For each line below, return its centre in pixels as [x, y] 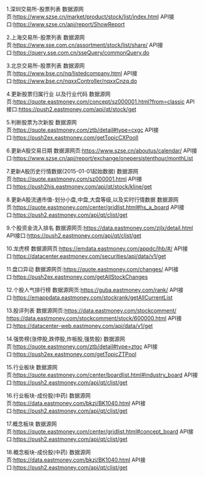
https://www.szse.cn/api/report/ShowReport [69, 24]
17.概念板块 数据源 [29, 424]
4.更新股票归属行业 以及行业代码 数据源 [56, 94]
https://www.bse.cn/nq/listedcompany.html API [73, 73]
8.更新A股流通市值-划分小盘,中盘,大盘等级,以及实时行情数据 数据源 [90, 200]
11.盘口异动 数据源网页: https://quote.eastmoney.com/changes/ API [90, 269]
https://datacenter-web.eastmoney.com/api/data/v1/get [83, 326]
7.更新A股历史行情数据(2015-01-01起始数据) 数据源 [70, 171]
